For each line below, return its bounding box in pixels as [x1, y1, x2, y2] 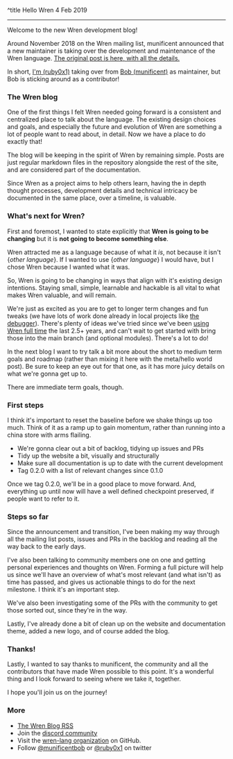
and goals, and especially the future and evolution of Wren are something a [7, 123, 222, 131]
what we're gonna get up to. [7, 369, 88, 378]
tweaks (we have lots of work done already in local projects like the [7, 312, 200, 320]
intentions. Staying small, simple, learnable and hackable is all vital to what [7, 283, 221, 292]
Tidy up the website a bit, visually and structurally [17, 451, 159, 460]
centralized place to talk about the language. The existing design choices [7, 115, 216, 124]
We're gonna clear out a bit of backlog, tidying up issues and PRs [17, 444, 205, 452]
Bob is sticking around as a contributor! [7, 75, 120, 83]
